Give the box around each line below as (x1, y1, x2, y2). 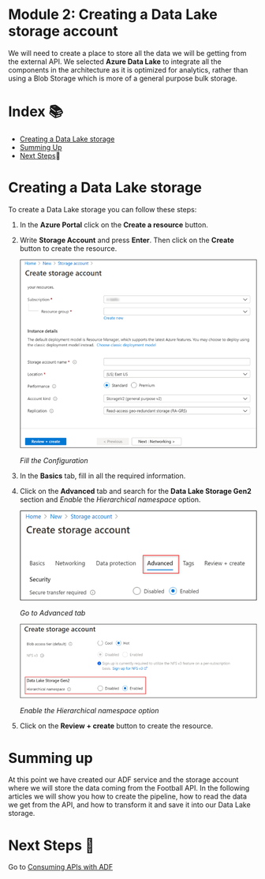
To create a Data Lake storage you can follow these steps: (8, 204, 197, 214)
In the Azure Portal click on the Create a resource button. (19, 219, 209, 230)
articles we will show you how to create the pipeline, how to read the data (8, 791, 247, 802)
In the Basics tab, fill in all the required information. (19, 471, 186, 481)
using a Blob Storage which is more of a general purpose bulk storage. (8, 73, 238, 83)
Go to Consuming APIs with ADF (8, 862, 113, 872)
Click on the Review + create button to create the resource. (19, 721, 214, 731)
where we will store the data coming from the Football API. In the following (8, 784, 250, 793)
